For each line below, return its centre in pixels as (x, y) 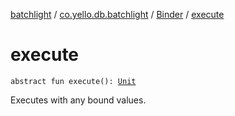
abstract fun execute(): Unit (73, 81)
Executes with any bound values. (78, 100)
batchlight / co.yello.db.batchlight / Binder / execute (117, 14)
